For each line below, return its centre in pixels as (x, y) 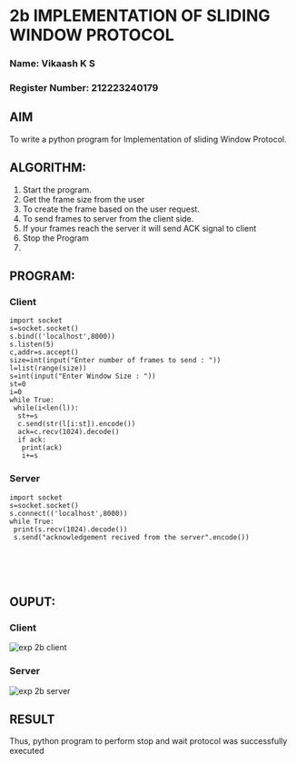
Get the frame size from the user (84, 199)
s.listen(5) (32, 345)
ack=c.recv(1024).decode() (69, 432)
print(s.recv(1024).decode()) (70, 529)
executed (27, 751)
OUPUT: (33, 602)
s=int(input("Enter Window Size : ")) (83, 377)
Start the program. (57, 189)
